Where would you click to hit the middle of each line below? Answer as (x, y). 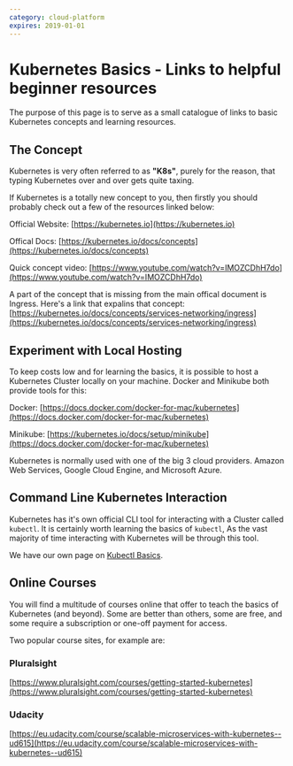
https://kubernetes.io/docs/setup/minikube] (130, 434)
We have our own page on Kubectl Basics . (86, 555)
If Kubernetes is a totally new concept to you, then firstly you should (134, 198)
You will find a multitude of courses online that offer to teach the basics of (144, 604)
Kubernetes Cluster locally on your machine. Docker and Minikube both (139, 381)
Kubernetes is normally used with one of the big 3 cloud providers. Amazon (147, 461)
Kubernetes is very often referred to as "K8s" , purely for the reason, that (143, 171)
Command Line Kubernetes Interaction (118, 498)
